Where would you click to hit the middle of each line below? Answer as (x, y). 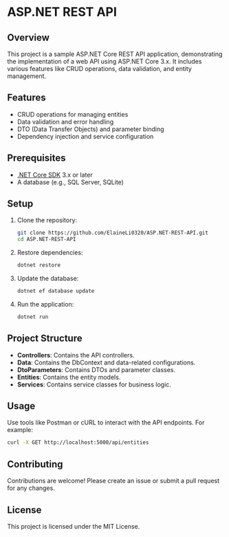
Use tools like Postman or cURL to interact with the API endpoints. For (106, 422)
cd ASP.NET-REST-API (46, 240)
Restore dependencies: (50, 253)
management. (27, 76)
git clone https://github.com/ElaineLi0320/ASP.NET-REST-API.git (112, 233)
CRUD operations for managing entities (73, 114)
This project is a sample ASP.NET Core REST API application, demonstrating (115, 54)
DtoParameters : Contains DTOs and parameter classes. (96, 369)
